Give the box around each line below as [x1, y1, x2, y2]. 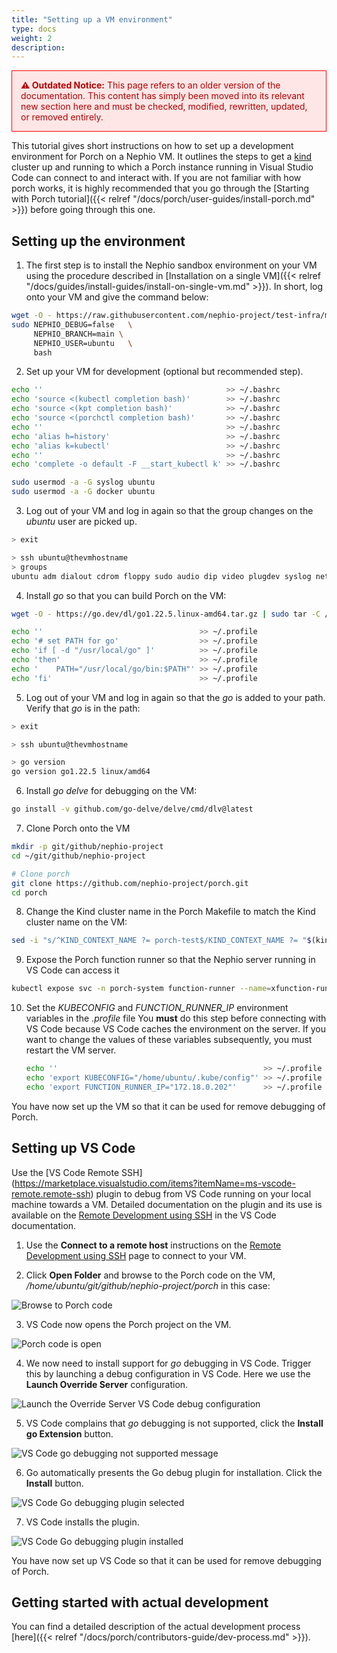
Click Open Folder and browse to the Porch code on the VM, [25, 1269, 276, 1281]
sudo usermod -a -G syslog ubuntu [11, 477, 156, 488]
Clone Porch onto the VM [25, 822, 131, 835]
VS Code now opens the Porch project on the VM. [25, 1318, 232, 1330]
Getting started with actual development [11, 1594, 269, 1611]
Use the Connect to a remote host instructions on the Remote [25, 1239, 282, 1251]
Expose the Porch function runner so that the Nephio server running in [25, 954, 316, 966]
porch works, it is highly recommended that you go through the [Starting [11, 182, 310, 195]
